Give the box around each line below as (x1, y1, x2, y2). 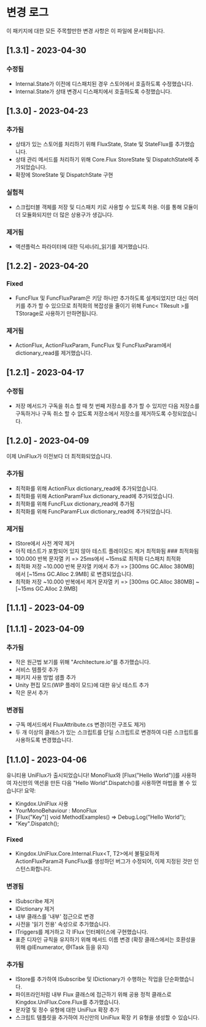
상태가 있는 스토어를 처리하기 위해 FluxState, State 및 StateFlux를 (15, 141, 174, 148)
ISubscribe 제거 (15, 897, 55, 905)
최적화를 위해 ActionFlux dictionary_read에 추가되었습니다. (15, 485, 158, 492)
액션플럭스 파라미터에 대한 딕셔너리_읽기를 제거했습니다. (15, 243, 149, 250)
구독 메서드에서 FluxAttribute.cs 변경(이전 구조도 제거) (15, 721, 146, 728)
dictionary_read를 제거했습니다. (15, 349, 93, 356)
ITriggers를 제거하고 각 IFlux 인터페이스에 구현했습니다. (15, 928, 148, 935)
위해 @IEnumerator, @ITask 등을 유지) (15, 943, 109, 951)
